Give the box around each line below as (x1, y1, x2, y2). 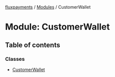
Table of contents (5, 41, 60, 49)
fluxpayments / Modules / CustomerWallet (5, 4, 91, 10)
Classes (5, 55, 25, 62)
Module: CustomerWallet (5, 22, 110, 32)
